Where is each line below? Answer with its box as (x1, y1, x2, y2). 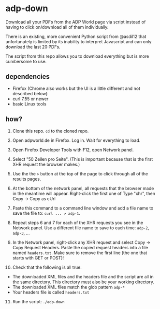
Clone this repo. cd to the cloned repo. (12, 128, 89, 134)
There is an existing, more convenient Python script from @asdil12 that (5, 34, 146, 39)
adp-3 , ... (12, 230, 30, 236)
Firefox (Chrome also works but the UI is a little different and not (12, 86, 141, 91)
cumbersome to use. (5, 58, 47, 64)
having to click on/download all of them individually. (5, 24, 109, 30)
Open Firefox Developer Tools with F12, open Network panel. (12, 147, 134, 153)
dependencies (5, 72, 50, 81)
